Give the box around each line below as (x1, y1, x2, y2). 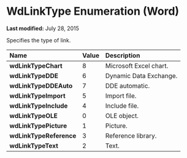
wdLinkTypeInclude (9, 101, 68, 110)
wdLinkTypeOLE (9, 111, 58, 120)
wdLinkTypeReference (9, 131, 77, 140)
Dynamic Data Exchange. (105, 71, 178, 80)
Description (105, 51, 140, 60)
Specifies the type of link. (6, 36, 71, 44)
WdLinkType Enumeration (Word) (6, 4, 180, 18)
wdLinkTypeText (9, 141, 58, 150)
